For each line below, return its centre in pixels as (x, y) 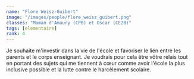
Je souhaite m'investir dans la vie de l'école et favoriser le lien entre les (94, 50)
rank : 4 (16, 34)
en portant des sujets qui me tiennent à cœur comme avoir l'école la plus (96, 64)
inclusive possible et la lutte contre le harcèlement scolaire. (79, 69)
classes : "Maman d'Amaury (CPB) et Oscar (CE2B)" (69, 23)
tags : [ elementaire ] (32, 28)
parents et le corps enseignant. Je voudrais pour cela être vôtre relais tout (97, 57)
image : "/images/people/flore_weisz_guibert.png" (69, 17)
